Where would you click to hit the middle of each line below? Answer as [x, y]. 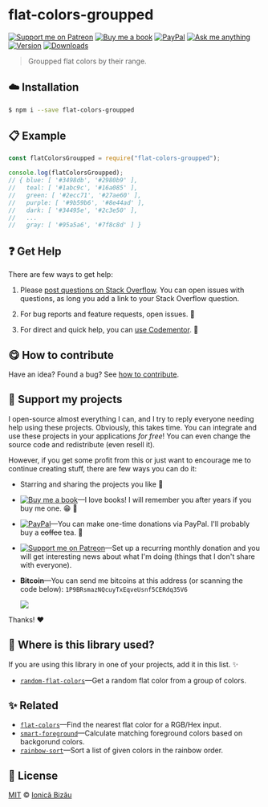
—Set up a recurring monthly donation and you [183, 548]
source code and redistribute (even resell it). [81, 444]
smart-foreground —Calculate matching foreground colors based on [131, 733]
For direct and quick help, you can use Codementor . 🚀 [109, 330]
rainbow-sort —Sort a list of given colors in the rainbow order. [121, 750]
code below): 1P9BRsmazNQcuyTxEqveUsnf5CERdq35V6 [104, 589]
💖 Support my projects [65, 399]
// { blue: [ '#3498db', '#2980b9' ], [73, 181]
